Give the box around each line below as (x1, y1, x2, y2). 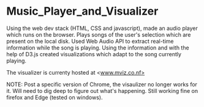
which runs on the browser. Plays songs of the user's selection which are (6, 31, 191, 38)
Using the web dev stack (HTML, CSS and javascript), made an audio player (6, 24, 198, 32)
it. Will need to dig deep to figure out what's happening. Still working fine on (6, 87, 198, 94)
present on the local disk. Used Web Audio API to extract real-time (6, 37, 174, 45)
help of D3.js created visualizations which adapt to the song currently (6, 50, 182, 57)
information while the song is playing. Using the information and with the (6, 44, 189, 51)
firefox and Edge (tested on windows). (6, 94, 103, 101)
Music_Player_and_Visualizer (6, 4, 159, 18)
